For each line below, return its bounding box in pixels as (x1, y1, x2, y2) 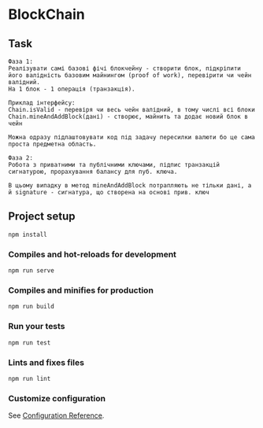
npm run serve (8, 267, 55, 275)
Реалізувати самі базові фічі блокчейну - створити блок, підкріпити (8, 65, 242, 72)
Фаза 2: (8, 154, 34, 162)
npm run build (8, 303, 55, 311)
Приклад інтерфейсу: (8, 99, 76, 107)
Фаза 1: (8, 57, 34, 65)
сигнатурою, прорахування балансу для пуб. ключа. (8, 168, 178, 175)
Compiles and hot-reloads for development (8, 249, 177, 260)
